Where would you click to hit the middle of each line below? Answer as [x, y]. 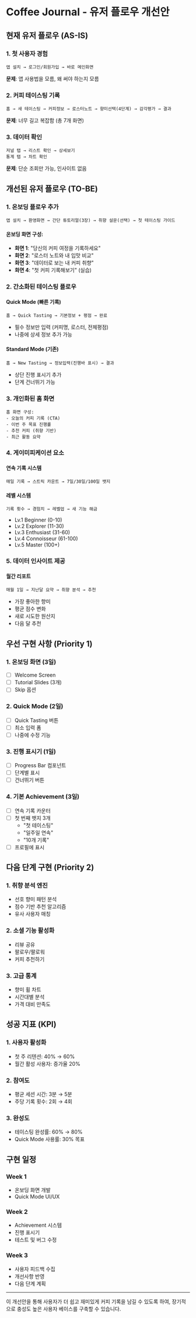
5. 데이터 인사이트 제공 [36, 561]
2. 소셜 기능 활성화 [30, 931]
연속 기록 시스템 [24, 468]
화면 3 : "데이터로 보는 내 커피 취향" [54, 263]
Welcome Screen [35, 675]
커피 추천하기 [29, 959]
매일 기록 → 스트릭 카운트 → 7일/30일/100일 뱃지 [58, 482]
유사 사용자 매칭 [32, 914]
